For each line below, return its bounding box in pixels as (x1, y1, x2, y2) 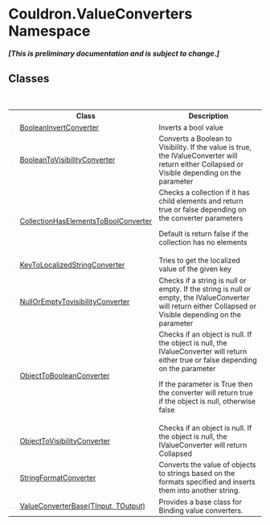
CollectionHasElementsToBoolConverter (19, 216, 153, 225)
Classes (8, 72, 50, 85)
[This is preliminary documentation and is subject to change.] (8, 48, 219, 58)
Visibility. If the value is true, (158, 142, 252, 151)
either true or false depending (158, 355, 257, 365)
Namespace (8, 22, 91, 40)
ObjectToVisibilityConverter (19, 436, 111, 445)
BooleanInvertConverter (19, 122, 99, 132)
